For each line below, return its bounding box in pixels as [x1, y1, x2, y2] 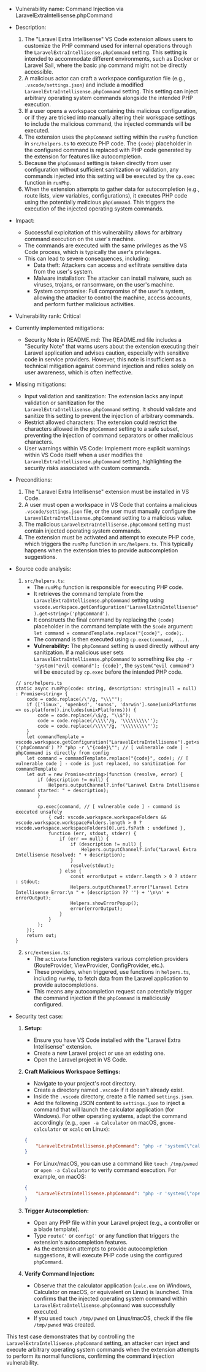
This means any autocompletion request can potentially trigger [33, 988, 193, 995]
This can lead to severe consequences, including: [24, 255, 150, 262]
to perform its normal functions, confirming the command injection [6, 1352, 175, 1360]
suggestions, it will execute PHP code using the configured [33, 1252, 183, 1259]
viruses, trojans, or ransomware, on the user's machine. [33, 281, 175, 288]
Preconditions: [15, 476, 52, 484]
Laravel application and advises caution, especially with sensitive [24, 349, 189, 356]
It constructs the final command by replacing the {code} [33, 616, 175, 623]
